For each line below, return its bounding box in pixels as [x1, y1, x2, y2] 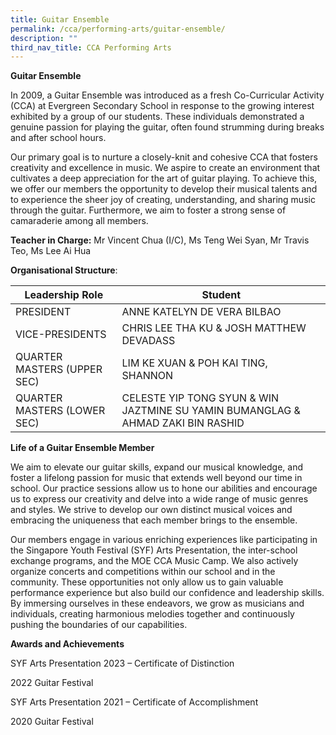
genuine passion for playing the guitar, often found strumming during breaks [10, 121, 325, 133]
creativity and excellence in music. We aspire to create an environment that [10, 162, 321, 174]
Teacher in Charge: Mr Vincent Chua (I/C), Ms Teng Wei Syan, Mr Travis [10, 234, 310, 246]
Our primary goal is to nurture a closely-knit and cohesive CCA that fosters [10, 151, 318, 163]
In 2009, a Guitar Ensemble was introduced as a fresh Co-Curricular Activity [10, 89, 325, 101]
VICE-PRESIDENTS [15, 327, 107, 341]
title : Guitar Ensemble [10, 14, 110, 25]
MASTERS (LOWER [15, 404, 106, 418]
